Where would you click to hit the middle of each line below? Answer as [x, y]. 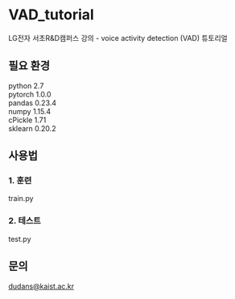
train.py [21, 199]
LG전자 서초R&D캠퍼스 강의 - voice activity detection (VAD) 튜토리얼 [118, 38]
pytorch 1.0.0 [30, 94]
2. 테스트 [25, 221]
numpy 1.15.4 [30, 111]
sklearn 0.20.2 [32, 128]
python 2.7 [26, 85]
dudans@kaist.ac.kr [41, 286]
